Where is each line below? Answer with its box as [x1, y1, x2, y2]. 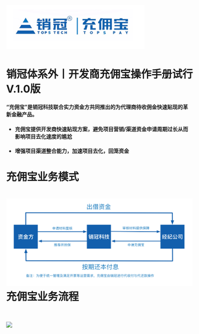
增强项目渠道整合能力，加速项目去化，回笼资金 [14, 147, 129, 155]
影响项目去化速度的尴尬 [14, 132, 72, 140]
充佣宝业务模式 [6, 170, 79, 184]
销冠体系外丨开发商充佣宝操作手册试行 [6, 67, 194, 81]
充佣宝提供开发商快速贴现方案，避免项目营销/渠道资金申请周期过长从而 [14, 125, 188, 132]
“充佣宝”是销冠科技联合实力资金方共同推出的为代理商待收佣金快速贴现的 [6, 103, 184, 111]
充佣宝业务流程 [6, 290, 79, 303]
